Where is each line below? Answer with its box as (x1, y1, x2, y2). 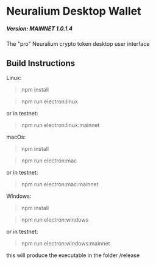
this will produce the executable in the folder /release (6, 252, 140, 259)
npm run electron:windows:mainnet (21, 239, 111, 247)
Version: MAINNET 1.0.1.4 (6, 24, 73, 32)
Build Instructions (6, 58, 76, 68)
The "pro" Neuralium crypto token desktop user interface (6, 40, 150, 48)
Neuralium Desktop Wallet (6, 4, 141, 18)
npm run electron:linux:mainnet (21, 121, 100, 129)
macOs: (6, 133, 26, 140)
